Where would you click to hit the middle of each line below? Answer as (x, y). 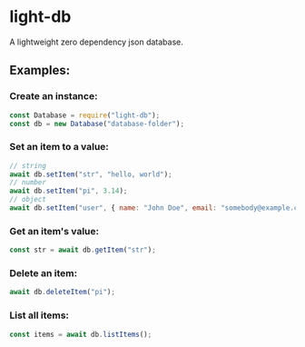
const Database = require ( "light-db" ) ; (85, 115)
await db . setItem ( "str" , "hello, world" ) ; (91, 174)
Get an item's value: (54, 231)
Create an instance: (54, 96)
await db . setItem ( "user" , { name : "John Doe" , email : (113, 208)
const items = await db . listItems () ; (81, 334)
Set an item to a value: (59, 147)
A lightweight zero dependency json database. (96, 42)
